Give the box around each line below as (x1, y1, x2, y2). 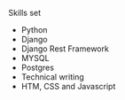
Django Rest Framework (20, 43, 110, 54)
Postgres (20, 62, 55, 73)
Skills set (8, 8, 42, 18)
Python (20, 25, 48, 35)
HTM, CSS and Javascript (20, 81, 116, 91)
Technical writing (20, 72, 85, 82)
